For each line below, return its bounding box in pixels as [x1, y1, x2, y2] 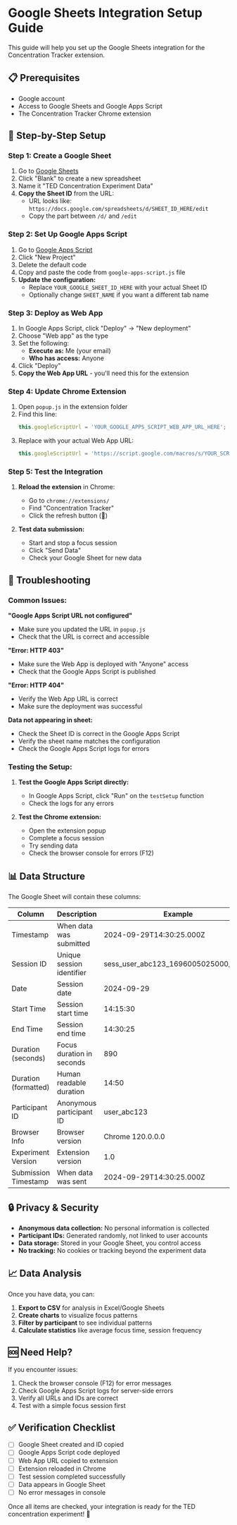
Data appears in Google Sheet [18, 1480, 106, 1488]
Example [163, 910, 193, 919]
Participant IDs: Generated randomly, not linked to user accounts [18, 1231, 208, 1239]
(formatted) [11, 1082, 50, 1092]
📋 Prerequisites [8, 72, 80, 84]
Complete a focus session [28, 834, 105, 843]
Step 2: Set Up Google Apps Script [8, 229, 128, 239]
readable [56, 1078, 87, 1088]
